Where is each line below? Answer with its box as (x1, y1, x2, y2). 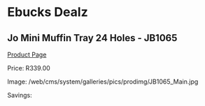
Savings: (7, 91, 33, 99)
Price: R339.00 (7, 64, 50, 72)
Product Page (7, 50, 47, 59)
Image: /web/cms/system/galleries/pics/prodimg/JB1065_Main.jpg (7, 77, 199, 86)
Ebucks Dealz (7, 4, 89, 20)
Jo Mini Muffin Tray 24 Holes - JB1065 (7, 32, 178, 44)
